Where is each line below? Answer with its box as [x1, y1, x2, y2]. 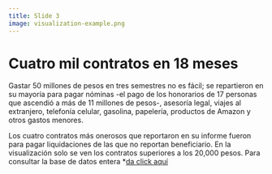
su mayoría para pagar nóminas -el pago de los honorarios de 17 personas [8, 90, 257, 100]
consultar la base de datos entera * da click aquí [8, 157, 169, 167]
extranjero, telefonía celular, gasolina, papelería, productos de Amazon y [8, 107, 252, 117]
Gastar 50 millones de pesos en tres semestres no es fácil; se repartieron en [8, 81, 264, 91]
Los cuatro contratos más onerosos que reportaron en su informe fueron [8, 131, 252, 141]
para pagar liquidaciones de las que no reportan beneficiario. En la [8, 139, 231, 150]
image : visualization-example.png [8, 19, 126, 28]
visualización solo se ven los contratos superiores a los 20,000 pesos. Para [8, 148, 261, 158]
